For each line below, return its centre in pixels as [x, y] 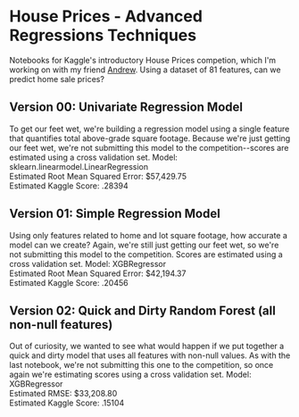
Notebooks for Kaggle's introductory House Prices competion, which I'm [143, 60]
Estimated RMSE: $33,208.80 [63, 394]
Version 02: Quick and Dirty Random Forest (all [143, 310]
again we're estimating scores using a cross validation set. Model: [130, 375]
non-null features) [61, 325]
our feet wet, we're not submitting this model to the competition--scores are [149, 147]
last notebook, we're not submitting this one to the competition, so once [141, 365]
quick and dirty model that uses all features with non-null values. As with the [150, 355]
